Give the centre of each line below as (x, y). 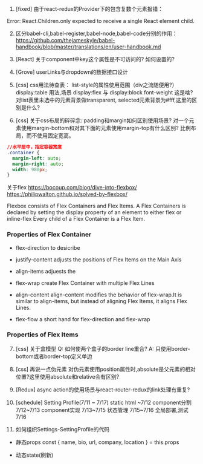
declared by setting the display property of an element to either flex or (94, 212)
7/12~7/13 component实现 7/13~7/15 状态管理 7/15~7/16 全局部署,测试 (102, 410)
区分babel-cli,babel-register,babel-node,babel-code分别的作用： (96, 33)
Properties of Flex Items (43, 335)
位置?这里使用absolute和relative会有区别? (67, 376)
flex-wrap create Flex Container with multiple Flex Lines (85, 283)
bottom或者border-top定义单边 (54, 356)
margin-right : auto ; (38, 164)
